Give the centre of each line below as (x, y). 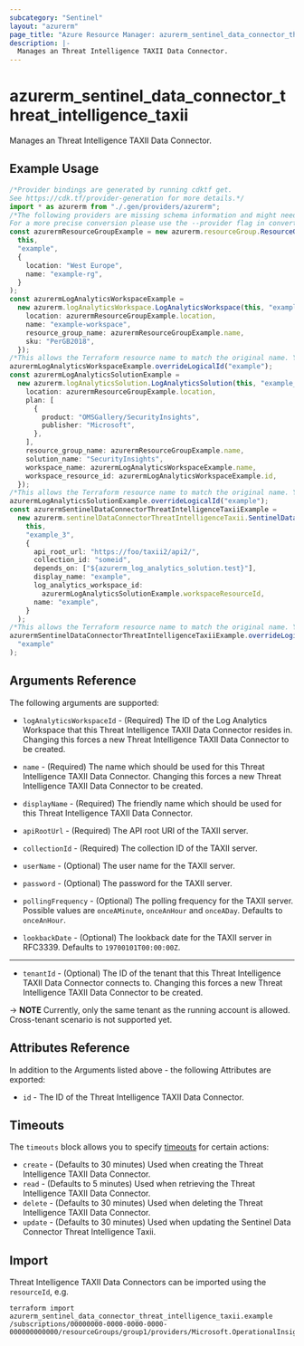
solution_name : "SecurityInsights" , (95, 459)
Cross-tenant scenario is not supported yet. (91, 1019)
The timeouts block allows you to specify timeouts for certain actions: (139, 1147)
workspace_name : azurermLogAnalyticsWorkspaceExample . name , (141, 467)
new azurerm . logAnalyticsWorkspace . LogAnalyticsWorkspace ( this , (141, 308)
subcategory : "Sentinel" (56, 18)
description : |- (40, 43)
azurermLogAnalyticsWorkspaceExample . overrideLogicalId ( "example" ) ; (141, 367)
